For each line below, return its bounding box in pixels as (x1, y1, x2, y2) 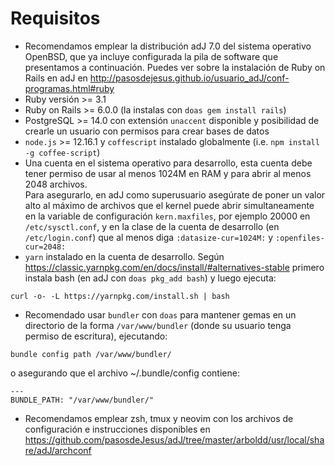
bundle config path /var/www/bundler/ (10, 349, 172, 359)
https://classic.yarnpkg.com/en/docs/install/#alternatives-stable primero (24, 261, 325, 273)
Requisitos (10, 7, 101, 30)
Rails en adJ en (24, 72, 88, 84)
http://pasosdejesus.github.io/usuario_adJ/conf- (89, 72, 290, 84)
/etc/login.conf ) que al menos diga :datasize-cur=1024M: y (24, 231, 274, 243)
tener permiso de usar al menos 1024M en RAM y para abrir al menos (24, 167, 312, 179)
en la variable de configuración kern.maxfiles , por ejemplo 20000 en (24, 210, 311, 222)
